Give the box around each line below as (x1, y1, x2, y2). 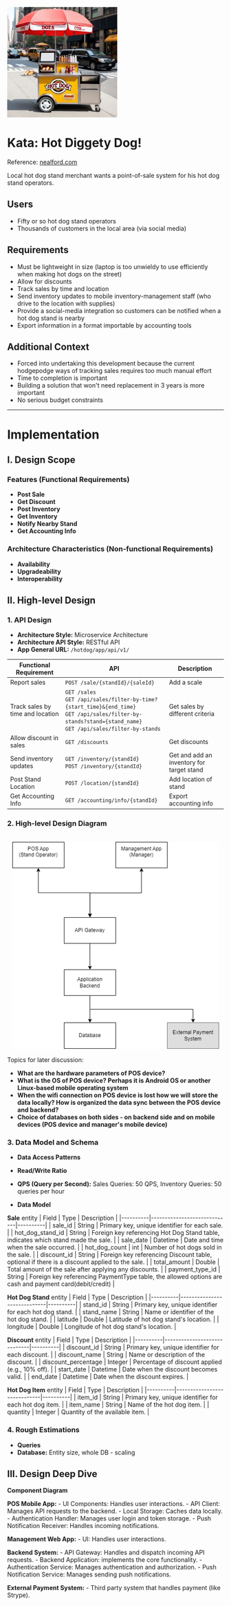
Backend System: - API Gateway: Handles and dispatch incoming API (7, 1548, 205, 1557)
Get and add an (168, 751, 212, 759)
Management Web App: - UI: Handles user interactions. (7, 1535, 166, 1543)
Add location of (168, 775, 212, 783)
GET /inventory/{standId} (65, 756, 140, 763)
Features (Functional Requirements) (7, 474, 130, 484)
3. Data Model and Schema (7, 1137, 99, 1147)
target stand (168, 765, 204, 774)
